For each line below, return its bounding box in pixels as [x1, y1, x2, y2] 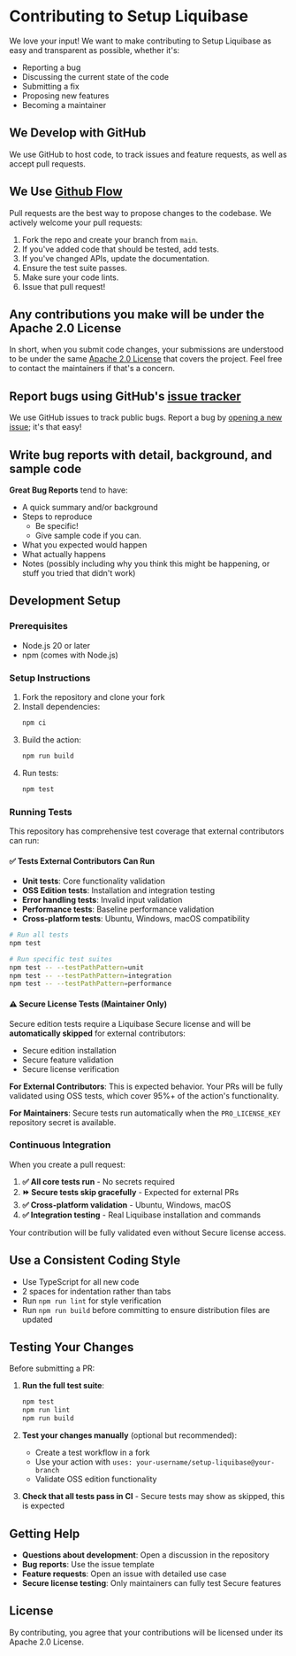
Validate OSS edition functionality [34, 1473, 157, 1485]
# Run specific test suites [9, 954, 113, 963]
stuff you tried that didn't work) [21, 568, 136, 578]
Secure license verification [21, 1063, 119, 1074]
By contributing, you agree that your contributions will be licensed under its [9, 1627, 284, 1637]
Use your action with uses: [34, 1457, 133, 1467]
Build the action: [21, 734, 82, 745]
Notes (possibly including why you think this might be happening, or [21, 558, 270, 569]
